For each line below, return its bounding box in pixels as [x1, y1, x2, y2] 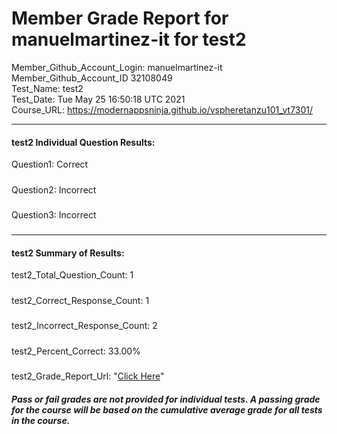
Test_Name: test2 [11, 82, 84, 94]
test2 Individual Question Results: [11, 136, 156, 148]
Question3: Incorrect [11, 208, 97, 221]
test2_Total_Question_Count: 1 [11, 269, 134, 281]
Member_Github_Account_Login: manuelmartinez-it [11, 61, 223, 73]
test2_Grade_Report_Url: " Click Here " [11, 370, 165, 382]
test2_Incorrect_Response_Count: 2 [11, 320, 158, 332]
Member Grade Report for [11, 7, 229, 30]
